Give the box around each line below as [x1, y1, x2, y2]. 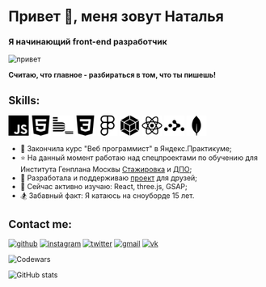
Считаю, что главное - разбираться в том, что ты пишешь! [8, 70, 217, 80]
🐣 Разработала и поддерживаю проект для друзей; [19, 173, 198, 183]
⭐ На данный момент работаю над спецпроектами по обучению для [19, 153, 259, 162]
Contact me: [8, 217, 73, 231]
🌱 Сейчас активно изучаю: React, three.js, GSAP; [19, 182, 188, 192]
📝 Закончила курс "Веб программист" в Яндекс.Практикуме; [19, 144, 232, 154]
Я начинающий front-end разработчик [8, 36, 167, 48]
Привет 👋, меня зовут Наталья [8, 7, 224, 26]
